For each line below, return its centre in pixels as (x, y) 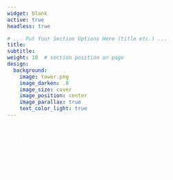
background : (31, 70)
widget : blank (27, 13)
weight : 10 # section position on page (66, 58)
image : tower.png (44, 77)
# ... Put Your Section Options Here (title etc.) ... (87, 38)
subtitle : (21, 51)
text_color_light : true (54, 109)
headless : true (29, 26)
